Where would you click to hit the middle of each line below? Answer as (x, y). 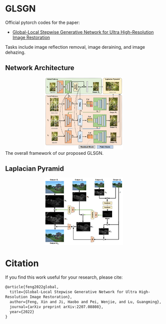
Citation (22, 264)
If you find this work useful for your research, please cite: (64, 277)
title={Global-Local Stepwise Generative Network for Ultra (73, 292)
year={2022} (22, 312)
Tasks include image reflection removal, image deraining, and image (75, 47)
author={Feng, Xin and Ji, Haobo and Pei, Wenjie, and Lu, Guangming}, (86, 302)
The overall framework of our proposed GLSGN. (54, 153)
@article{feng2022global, (32, 287)
